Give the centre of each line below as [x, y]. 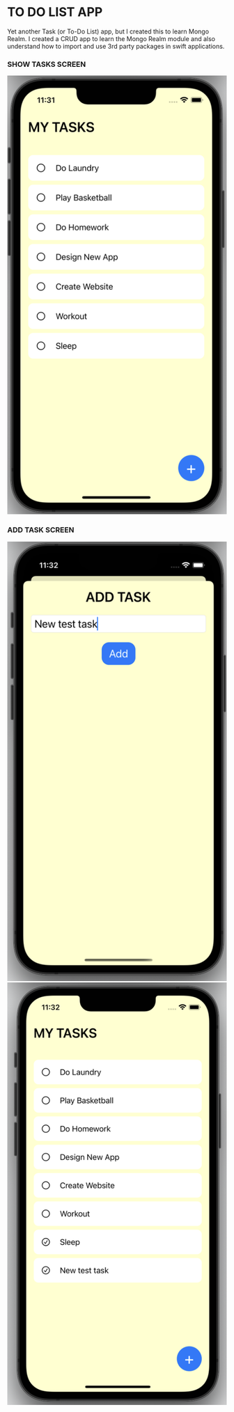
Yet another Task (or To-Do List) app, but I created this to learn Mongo [108, 31]
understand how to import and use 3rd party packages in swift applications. [116, 46]
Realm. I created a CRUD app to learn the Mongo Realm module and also [111, 38]
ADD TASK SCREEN [41, 530]
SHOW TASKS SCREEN [47, 64]
